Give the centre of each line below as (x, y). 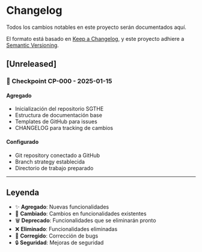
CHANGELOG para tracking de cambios (64, 128)
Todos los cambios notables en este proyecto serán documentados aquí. (96, 27)
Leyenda (23, 193)
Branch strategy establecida (50, 161)
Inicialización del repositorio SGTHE (59, 109)
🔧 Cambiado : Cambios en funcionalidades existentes (81, 214)
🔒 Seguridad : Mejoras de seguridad (59, 243)
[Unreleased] (32, 64)
